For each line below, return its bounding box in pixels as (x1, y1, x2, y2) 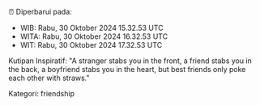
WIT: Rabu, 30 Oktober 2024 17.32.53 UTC (19, 40, 163, 49)
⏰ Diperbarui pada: (8, 7, 73, 16)
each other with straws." (8, 73, 90, 83)
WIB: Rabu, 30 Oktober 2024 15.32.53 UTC (19, 23, 164, 32)
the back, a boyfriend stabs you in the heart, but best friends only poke (8, 65, 246, 74)
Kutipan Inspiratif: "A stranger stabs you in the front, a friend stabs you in (8, 56, 253, 66)
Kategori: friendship (8, 89, 75, 98)
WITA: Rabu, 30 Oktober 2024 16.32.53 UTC (19, 32, 168, 41)
